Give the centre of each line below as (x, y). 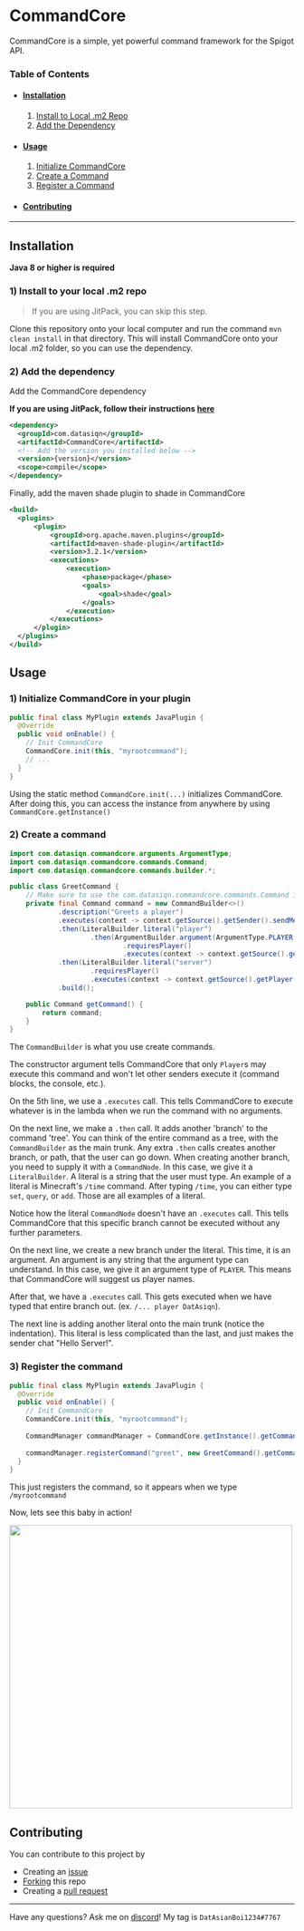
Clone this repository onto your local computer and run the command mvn (146, 328)
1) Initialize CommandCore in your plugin (100, 699)
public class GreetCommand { (64, 887)
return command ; (72, 1013)
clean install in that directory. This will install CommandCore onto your (144, 338)
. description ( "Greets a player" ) (120, 912)
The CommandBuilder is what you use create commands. (112, 1047)
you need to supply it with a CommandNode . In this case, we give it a (131, 1167)
